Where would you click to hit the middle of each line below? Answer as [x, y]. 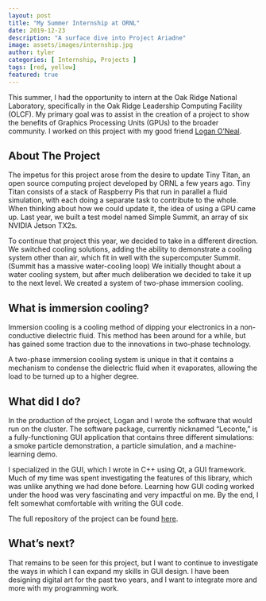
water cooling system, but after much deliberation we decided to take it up [130, 275]
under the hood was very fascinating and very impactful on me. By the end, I [133, 495]
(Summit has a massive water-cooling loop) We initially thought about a [125, 266]
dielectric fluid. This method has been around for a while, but [146, 336]
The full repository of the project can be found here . [93, 519]
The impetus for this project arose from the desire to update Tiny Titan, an [129, 175]
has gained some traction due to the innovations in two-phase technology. [130, 344]
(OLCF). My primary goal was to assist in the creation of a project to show [129, 114]
